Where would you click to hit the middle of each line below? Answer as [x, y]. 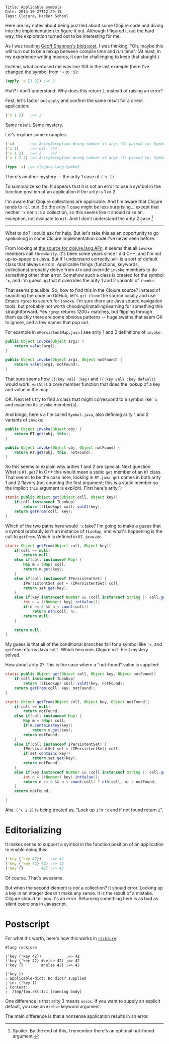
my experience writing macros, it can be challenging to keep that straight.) [82, 57]
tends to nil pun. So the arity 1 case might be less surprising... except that [82, 207]
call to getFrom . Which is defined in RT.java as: [53, 536]
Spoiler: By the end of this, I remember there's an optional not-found [83, 1030]
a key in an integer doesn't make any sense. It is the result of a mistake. [79, 893]
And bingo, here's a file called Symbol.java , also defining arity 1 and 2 [77, 414]
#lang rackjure [21, 947]
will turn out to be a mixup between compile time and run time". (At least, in [83, 51]
